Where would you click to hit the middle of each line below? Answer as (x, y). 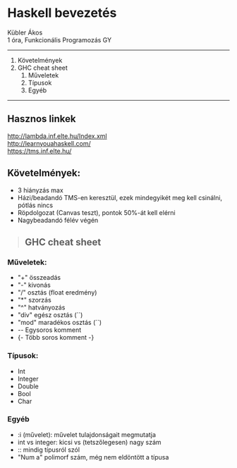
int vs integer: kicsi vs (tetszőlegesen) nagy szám (89, 442)
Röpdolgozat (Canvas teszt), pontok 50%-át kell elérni (96, 212)
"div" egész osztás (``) (50, 315)
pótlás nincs (35, 205)
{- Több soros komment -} (56, 338)
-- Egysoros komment (49, 330)
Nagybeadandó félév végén (58, 220)
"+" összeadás (39, 278)
